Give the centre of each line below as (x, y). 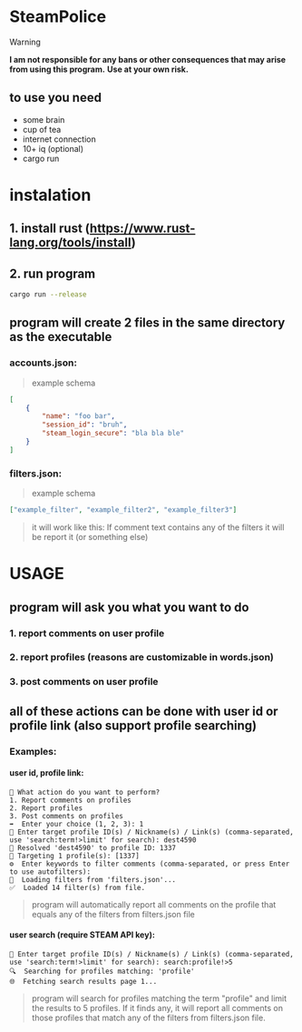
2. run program (53, 273)
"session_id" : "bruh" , (85, 425)
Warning (25, 42)
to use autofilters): (50, 872)
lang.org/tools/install (70, 243)
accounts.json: (43, 363)
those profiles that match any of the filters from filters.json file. (148, 1018)
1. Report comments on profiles (70, 800)
